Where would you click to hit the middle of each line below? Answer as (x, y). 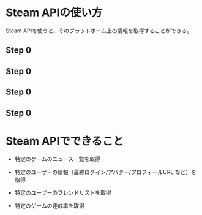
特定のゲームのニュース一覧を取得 (57, 159)
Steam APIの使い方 (54, 13)
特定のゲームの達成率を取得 (50, 206)
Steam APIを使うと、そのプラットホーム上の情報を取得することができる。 (99, 31)
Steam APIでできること (65, 141)
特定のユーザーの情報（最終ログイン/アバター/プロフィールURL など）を (106, 172)
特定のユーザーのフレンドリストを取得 (63, 193)
